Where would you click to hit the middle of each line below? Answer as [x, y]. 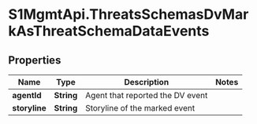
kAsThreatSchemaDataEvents [109, 31]
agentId [27, 95]
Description [147, 82]
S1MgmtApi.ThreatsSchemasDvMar [128, 15]
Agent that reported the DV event [147, 95]
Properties [35, 60]
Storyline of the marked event [140, 108]
